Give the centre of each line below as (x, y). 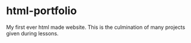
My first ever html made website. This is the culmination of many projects (96, 27)
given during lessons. (32, 33)
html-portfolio (42, 11)
